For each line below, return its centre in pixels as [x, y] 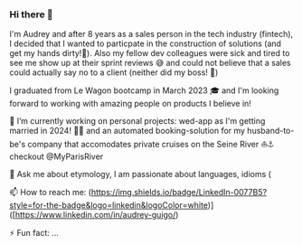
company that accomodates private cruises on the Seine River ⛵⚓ [151, 145]
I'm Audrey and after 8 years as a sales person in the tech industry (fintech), [151, 34]
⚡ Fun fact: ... [34, 233]
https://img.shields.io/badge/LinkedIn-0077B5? [179, 193]
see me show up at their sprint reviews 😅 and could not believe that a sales [150, 63]
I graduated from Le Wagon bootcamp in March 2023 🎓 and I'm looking [144, 90]
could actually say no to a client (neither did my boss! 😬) [114, 72]
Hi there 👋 [32, 14]
